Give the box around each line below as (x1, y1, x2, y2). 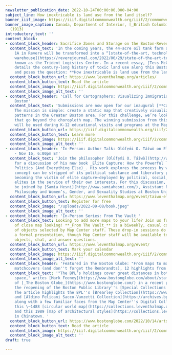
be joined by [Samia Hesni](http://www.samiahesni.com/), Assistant (14, 185, 164, 190)
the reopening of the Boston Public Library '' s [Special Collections (14, 285, 166, 290)
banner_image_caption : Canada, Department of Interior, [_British (5, 22, 150, 27)
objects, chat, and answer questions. (14, 237, 97, 242)
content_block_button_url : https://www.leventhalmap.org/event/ (10, 242, 150, 247)
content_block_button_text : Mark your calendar (10, 246, 114, 252)
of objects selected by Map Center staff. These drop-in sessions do (14, 227, 166, 233)
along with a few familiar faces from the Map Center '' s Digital (14, 299, 157, 305)
